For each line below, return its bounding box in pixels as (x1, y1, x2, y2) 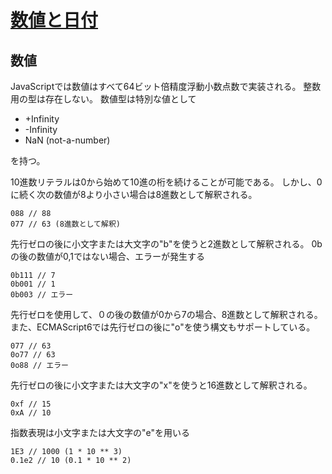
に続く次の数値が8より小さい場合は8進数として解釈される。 (10, 189, 258, 200)
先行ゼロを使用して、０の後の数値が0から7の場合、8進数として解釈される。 (10, 309, 323, 320)
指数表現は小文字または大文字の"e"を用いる (10, 427, 190, 438)
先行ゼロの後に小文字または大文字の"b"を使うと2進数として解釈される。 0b (10, 238, 323, 250)
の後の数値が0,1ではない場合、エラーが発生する (10, 251, 205, 262)
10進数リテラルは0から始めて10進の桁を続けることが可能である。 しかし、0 (10, 176, 323, 188)
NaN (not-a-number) (24, 134, 111, 146)
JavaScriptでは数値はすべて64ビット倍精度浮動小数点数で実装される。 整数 (10, 81, 322, 92)
